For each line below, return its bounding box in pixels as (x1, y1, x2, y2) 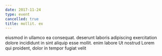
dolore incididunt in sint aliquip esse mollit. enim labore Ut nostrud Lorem (5, 40, 155, 46)
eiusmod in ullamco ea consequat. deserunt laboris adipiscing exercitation (5, 35, 158, 41)
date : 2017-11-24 (5, 7, 41, 12)
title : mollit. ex (5, 21, 43, 26)
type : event (5, 12, 30, 17)
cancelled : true (5, 16, 39, 21)
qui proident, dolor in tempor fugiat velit (5, 45, 86, 51)
